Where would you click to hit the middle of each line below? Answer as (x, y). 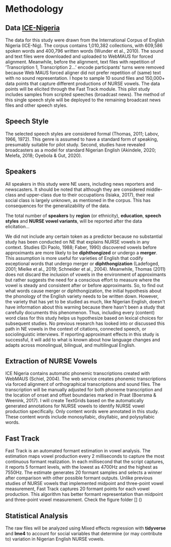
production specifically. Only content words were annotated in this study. (82, 411)
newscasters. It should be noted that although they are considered (75, 189)
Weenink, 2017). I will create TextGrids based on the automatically (75, 401)
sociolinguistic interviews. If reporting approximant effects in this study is (82, 334)
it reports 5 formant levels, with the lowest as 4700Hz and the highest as (82, 467)
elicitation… (17, 226)
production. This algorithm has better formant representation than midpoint (84, 494)
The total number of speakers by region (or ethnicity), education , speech (83, 215)
